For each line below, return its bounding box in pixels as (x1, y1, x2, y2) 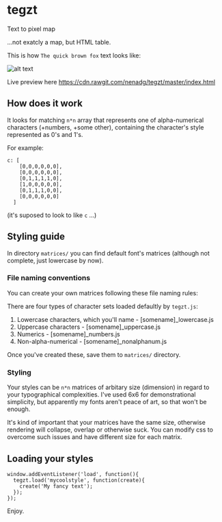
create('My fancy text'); (19, 482, 94, 490)
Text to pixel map (7, 25, 56, 33)
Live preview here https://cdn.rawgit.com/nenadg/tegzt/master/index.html (7, 77, 216, 86)
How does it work (7, 98, 83, 110)
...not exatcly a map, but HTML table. (7, 38, 111, 46)
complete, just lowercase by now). (7, 256, 104, 264)
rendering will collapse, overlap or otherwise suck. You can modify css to (7, 425, 214, 434)
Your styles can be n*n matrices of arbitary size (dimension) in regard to (7, 383, 210, 392)
